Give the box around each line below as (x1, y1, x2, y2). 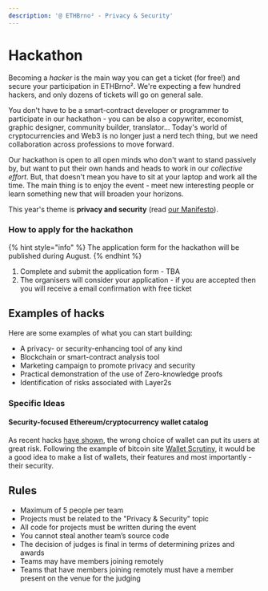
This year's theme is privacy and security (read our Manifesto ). (8, 204, 218, 214)
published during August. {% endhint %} (8, 251, 142, 260)
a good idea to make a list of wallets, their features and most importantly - (8, 452, 252, 461)
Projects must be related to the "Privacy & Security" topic (19, 513, 210, 523)
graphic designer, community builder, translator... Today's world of (8, 122, 228, 132)
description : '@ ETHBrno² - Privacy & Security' (8, 11, 174, 20)
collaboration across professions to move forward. (8, 139, 174, 149)
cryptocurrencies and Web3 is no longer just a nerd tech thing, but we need (8, 131, 258, 140)
